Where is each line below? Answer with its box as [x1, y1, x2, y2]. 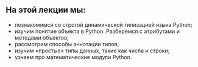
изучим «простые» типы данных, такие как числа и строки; [14, 47, 170, 54]
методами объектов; [14, 33, 69, 41]
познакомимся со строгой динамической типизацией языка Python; [14, 21, 193, 28]
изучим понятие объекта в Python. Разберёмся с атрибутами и [14, 27, 180, 35]
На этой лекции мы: [5, 5, 86, 15]
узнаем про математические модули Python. [14, 53, 132, 60]
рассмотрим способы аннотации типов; [14, 40, 119, 48]
